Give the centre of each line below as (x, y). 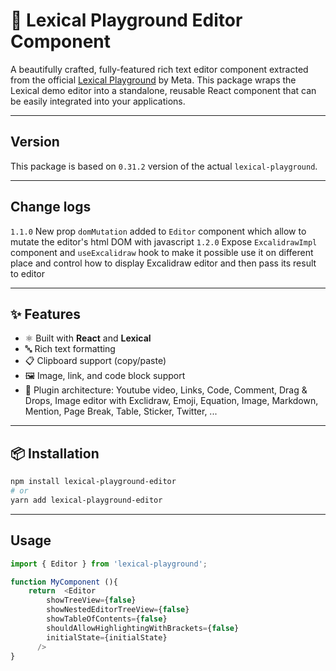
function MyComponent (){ (64, 582)
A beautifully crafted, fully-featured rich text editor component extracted (159, 69)
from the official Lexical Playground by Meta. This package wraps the (153, 80)
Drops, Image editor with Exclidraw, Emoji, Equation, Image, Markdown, (171, 401)
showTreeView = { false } (91, 600)
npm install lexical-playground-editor (93, 482)
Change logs (51, 207)
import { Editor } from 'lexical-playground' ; (109, 564)
